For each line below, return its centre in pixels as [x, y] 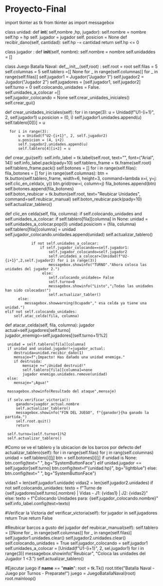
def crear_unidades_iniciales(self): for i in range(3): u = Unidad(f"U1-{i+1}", [80, 112]
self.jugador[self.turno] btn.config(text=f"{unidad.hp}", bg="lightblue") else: [81, 468]
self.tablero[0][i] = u [25, 122]
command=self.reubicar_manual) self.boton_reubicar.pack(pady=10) [73, 199]
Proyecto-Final [36, 9]
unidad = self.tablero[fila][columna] [46, 344]
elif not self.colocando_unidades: [41, 312]
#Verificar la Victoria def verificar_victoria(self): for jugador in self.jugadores [81, 513]
